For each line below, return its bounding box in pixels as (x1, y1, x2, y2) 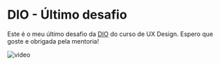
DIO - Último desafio (7, 7, 128, 23)
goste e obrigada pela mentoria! (7, 37, 99, 45)
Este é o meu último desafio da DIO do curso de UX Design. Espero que (7, 30, 214, 38)
